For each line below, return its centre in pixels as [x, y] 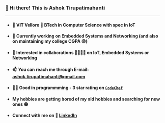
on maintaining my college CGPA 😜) [50, 41]
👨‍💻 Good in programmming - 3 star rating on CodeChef [68, 88]
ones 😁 [20, 104]
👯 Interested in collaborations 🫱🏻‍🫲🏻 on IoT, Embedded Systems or [81, 53]
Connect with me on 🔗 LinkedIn [44, 116]
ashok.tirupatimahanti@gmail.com [49, 76]
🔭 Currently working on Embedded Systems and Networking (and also [85, 36]
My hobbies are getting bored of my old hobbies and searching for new [86, 99]
